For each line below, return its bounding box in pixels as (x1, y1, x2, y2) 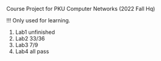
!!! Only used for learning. (6, 17, 70, 24)
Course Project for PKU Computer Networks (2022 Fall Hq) (6, 5, 155, 12)
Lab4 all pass (15, 48, 50, 55)
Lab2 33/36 (15, 35, 45, 42)
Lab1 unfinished (15, 28, 55, 36)
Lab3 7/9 (15, 42, 39, 48)
